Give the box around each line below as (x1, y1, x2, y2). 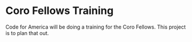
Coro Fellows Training (5, 4, 114, 17)
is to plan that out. (5, 29, 49, 36)
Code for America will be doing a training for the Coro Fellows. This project (5, 23, 186, 30)
